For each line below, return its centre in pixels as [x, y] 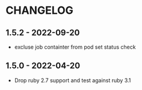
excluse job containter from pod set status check [75, 47]
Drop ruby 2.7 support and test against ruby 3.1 [73, 80]
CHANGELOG [39, 10]
